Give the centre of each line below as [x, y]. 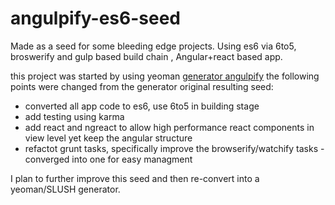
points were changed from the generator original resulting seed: [142, 86]
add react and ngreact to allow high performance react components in [169, 127]
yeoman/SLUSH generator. [65, 189]
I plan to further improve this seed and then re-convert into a [135, 178]
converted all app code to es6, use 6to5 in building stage [142, 106]
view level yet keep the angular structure [108, 138]
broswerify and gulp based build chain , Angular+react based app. [146, 56]
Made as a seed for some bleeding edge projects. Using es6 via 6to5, [153, 46]
